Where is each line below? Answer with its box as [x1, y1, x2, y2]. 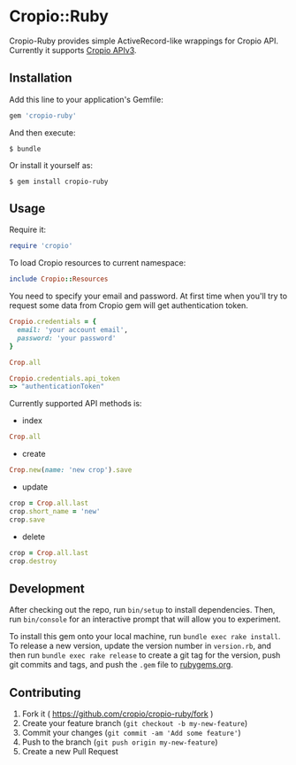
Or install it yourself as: [9, 159, 93, 170]
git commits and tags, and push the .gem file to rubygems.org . [9, 660, 234, 670]
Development [9, 581, 86, 596]
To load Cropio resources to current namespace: [9, 258, 186, 268]
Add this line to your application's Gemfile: [9, 94, 163, 104]
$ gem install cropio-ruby [9, 177, 109, 186]
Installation [9, 71, 72, 86]
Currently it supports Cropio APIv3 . [9, 44, 137, 55]
